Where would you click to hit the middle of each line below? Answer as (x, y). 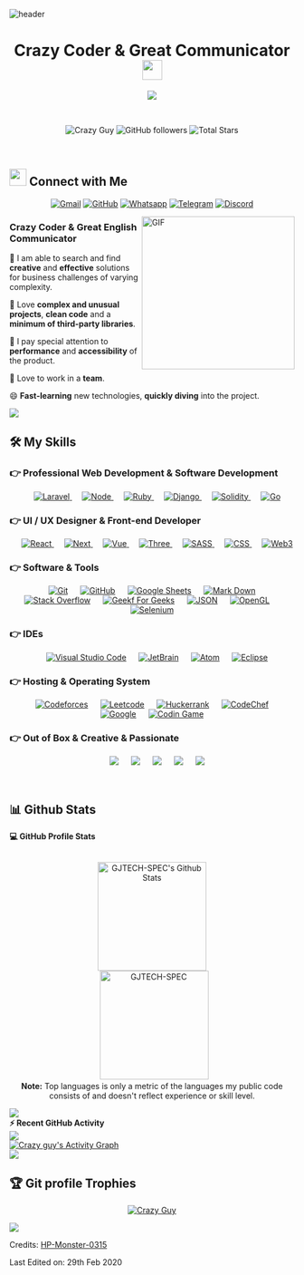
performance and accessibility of (73, 351)
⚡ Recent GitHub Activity (57, 1123)
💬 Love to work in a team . (57, 378)
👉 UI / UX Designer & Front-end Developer (105, 520)
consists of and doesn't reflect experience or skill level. (152, 1096)
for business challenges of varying (74, 277)
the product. (33, 361)
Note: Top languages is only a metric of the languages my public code (152, 1087)
